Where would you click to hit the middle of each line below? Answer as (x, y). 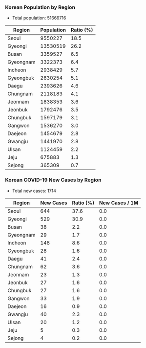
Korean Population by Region (40, 7)
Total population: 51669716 (39, 18)
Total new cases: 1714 (34, 191)
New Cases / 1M (119, 203)
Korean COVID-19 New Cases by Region (53, 180)
